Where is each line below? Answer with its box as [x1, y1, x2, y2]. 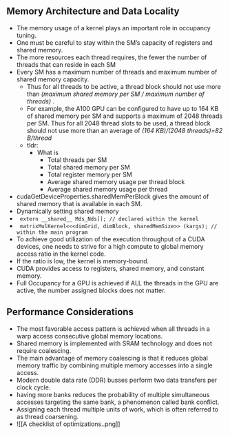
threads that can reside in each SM [16, 60, 116, 68]
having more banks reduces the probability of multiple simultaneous [16, 390, 210, 398]
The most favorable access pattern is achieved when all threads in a [16, 324, 211, 333]
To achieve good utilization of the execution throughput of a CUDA [16, 234, 205, 243]
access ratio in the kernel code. [16, 250, 106, 258]
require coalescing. [16, 346, 72, 354]
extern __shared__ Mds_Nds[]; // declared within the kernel [19, 215, 199, 223]
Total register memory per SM [47, 170, 132, 179]
